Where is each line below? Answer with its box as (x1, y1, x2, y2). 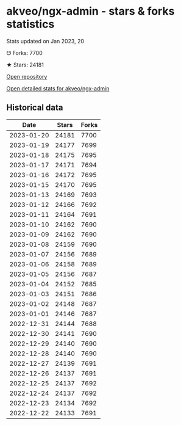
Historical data (6, 103, 63, 113)
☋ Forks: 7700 (6, 49, 43, 56)
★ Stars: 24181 (6, 61, 44, 68)
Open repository (6, 73, 48, 80)
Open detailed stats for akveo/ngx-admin (6, 84, 110, 92)
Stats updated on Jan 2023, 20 (6, 37, 84, 45)
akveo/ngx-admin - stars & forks (6, 4, 175, 18)
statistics (6, 17, 55, 31)
